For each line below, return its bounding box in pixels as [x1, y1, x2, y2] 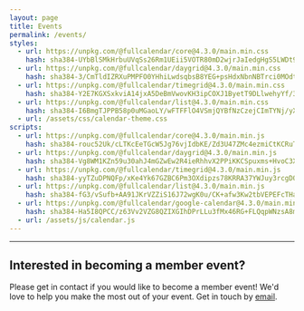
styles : [9, 38, 39, 48]
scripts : [9, 123, 43, 132]
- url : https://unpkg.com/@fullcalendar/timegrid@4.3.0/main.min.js [17, 165, 281, 174]
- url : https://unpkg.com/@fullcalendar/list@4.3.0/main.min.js [17, 182, 265, 191]
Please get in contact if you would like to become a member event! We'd [9, 282, 280, 293]
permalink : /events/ [9, 30, 88, 39]
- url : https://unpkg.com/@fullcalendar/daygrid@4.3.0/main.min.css [17, 64, 281, 73]
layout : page [9, 13, 59, 23]
